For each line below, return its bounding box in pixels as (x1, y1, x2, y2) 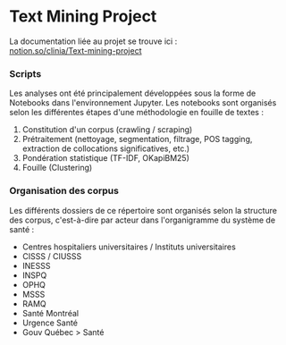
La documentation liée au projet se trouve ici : (9, 36, 178, 46)
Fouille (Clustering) (21, 163, 93, 173)
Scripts (9, 67, 42, 80)
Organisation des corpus (9, 185, 119, 198)
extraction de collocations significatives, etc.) (21, 143, 190, 154)
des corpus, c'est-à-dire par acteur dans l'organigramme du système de (9, 215, 275, 225)
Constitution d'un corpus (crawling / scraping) (21, 124, 193, 135)
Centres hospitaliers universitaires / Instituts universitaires (21, 241, 237, 252)
